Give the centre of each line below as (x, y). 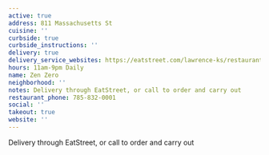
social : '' (26, 105)
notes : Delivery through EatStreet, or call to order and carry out (125, 90)
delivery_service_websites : (55, 61)
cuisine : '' (28, 30)
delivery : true (34, 53)
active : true (30, 16)
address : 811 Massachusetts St (60, 23)
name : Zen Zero (34, 75)
